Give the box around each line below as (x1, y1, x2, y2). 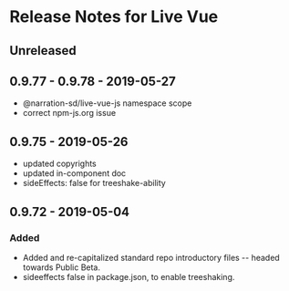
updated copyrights (22, 158, 98, 170)
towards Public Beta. (22, 262, 101, 273)
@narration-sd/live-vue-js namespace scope (22, 98, 192, 109)
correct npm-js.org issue (22, 108, 117, 119)
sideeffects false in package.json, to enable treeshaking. (22, 271, 235, 282)
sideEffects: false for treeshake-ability (22, 178, 166, 189)
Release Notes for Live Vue (9, 6, 219, 27)
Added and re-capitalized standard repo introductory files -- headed (22, 252, 280, 263)
